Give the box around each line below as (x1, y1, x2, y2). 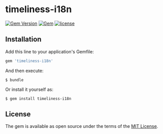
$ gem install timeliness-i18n (5, 96, 72, 101)
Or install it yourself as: (5, 86, 53, 92)
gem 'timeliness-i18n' (5, 58, 53, 63)
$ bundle (5, 77, 24, 82)
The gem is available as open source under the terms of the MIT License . (5, 123, 158, 129)
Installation (5, 35, 42, 44)
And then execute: (5, 68, 44, 74)
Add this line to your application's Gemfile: (5, 48, 94, 54)
